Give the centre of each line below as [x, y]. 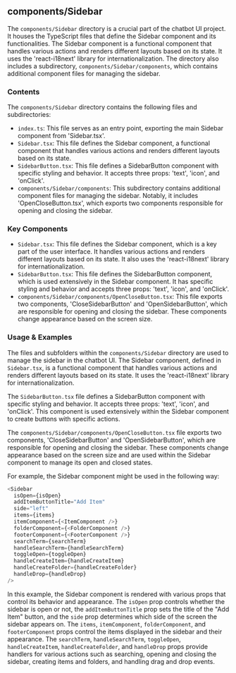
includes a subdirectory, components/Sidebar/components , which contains [113, 66]
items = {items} [34, 515]
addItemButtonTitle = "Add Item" [60, 502]
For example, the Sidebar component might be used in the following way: [113, 476]
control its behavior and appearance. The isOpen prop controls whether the [116, 601]
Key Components [38, 229]
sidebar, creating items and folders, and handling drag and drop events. [111, 661]
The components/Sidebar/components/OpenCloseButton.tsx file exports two [114, 432]
